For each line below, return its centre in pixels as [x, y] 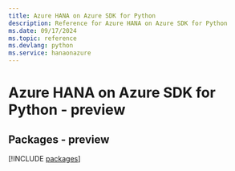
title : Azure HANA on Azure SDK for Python [82, 16]
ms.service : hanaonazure [50, 53]
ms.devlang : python [41, 46]
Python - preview [67, 110]
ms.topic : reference [43, 38]
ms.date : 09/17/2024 [43, 31]
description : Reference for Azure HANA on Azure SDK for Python [118, 23]
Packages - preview [59, 139]
